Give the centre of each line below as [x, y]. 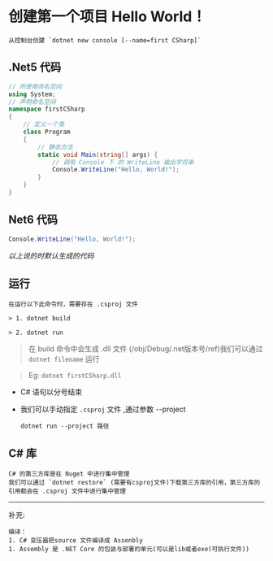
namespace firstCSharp [47, 109]
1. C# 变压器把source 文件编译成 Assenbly [76, 541]
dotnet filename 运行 [64, 359]
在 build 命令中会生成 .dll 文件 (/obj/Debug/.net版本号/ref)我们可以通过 [145, 349]
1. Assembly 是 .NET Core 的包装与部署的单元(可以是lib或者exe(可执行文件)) [129, 550]
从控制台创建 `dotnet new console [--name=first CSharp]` [105, 40]
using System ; [32, 94]
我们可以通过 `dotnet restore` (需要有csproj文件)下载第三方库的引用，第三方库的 [134, 483]
